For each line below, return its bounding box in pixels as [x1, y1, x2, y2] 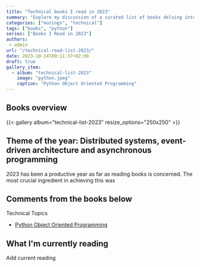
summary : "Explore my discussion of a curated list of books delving [6, 14, 183, 20]
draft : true [6, 58, 36, 64]
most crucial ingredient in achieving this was [6, 176, 115, 184]
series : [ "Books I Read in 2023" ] [6, 31, 92, 37]
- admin [8, 42, 28, 48]
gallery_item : [6, 64, 42, 70]
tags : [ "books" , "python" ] [6, 25, 73, 32]
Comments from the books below [6, 194, 133, 204]
